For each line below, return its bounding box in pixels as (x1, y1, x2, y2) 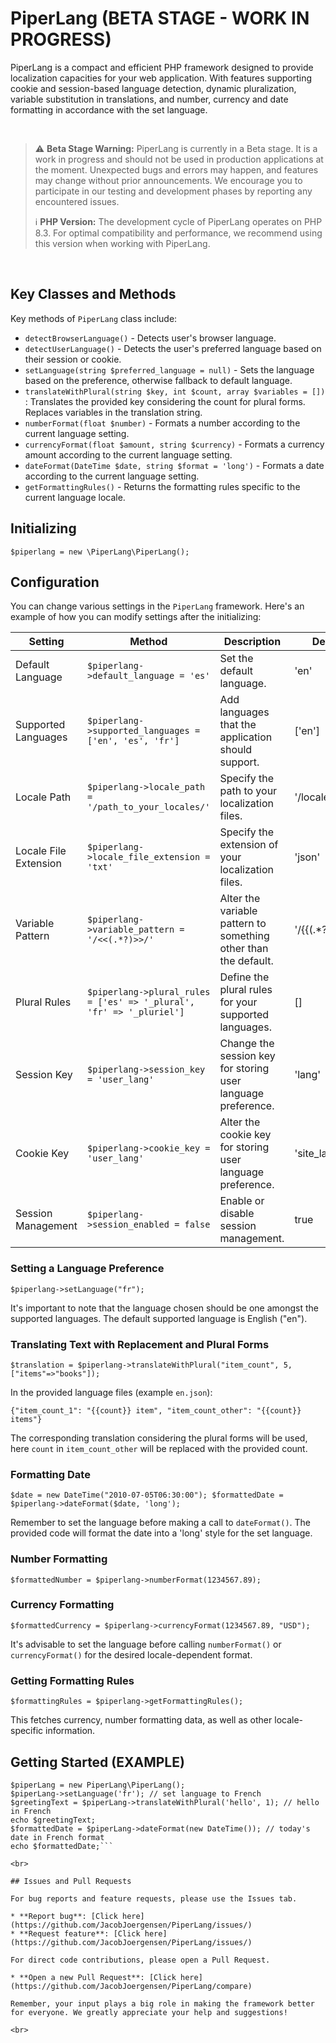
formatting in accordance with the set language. (10, 103, 208, 116)
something (219, 929, 270, 943)
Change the (219, 1037, 275, 1051)
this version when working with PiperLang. (34, 237, 211, 249)
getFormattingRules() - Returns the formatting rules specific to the (24, 480, 301, 492)
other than (219, 942, 269, 956)
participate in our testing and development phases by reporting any (34, 185, 313, 197)
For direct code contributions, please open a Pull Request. (10, 1955, 271, 1965)
